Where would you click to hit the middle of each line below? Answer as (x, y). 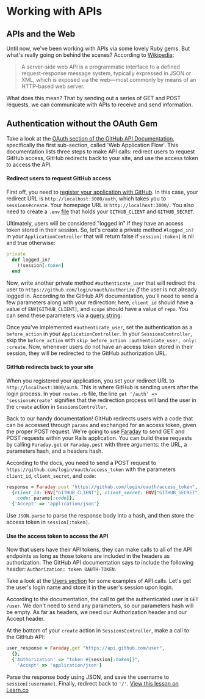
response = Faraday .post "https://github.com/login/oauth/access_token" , (102, 487)
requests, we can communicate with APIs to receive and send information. (100, 104)
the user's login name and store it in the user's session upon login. (90, 587)
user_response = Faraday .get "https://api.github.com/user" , (86, 648)
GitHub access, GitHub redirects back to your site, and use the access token (102, 158)
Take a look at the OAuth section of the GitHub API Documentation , (91, 138)
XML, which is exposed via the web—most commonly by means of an (109, 80)
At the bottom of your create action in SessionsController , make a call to (98, 631)
